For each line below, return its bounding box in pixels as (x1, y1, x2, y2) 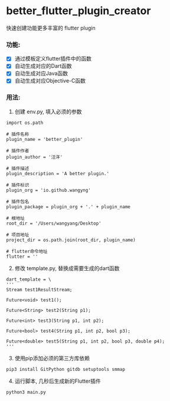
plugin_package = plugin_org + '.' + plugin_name (6, 203, 131, 210)
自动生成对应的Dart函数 (14, 63, 72, 70)
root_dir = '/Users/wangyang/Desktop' (6, 220, 102, 226)
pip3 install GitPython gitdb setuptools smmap (6, 366, 126, 372)
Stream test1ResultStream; (6, 287, 73, 292)
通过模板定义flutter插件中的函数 (14, 55, 92, 63)
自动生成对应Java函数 (14, 70, 68, 77)
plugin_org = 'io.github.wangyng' (6, 187, 91, 193)
